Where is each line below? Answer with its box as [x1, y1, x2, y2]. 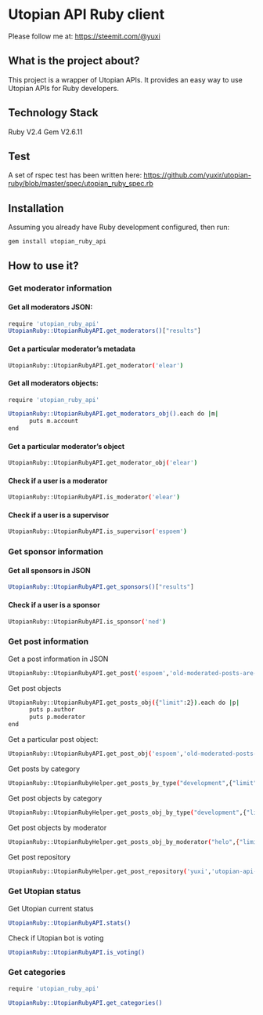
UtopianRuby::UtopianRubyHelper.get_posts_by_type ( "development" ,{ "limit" [8, 779, 258, 787]
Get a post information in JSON [8, 654, 109, 663]
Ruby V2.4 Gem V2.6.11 [8, 127, 83, 137]
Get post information [8, 636, 88, 647]
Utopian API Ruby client [8, 5, 165, 24]
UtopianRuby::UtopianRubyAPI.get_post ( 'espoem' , [8, 669, 170, 677]
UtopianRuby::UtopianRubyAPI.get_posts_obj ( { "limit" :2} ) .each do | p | [8, 699, 240, 706]
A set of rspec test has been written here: [8, 170, 142, 180]
